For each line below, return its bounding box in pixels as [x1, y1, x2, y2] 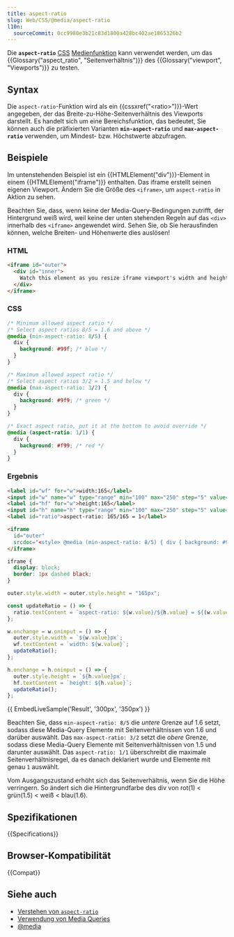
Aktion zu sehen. [7, 192, 56, 201]
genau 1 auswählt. [7, 763, 60, 771]
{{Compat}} [7, 868, 40, 876]
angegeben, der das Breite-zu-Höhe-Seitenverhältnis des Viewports [7, 109, 203, 118]
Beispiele [7, 152, 49, 164]
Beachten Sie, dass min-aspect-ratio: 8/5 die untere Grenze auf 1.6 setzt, [7, 718, 221, 727]
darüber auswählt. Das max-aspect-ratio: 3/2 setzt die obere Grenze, [7, 733, 208, 742]
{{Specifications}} [7, 830, 59, 838]
